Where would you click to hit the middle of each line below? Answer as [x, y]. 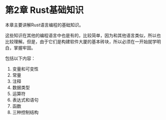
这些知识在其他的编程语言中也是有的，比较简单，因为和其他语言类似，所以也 [83, 35]
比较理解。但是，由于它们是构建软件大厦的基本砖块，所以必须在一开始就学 [81, 41]
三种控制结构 [25, 112]
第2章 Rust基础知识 [44, 10]
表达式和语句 [25, 100]
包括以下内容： [20, 58]
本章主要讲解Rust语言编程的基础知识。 [44, 25]
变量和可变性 [25, 69]
